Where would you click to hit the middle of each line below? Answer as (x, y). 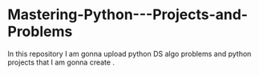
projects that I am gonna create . (61, 62)
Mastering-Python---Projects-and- (128, 15)
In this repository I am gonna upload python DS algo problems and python (129, 53)
